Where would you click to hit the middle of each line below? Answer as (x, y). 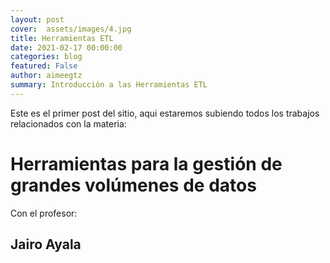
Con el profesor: (44, 213)
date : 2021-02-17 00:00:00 (66, 47)
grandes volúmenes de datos (133, 185)
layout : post (37, 19)
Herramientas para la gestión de (146, 163)
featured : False (44, 66)
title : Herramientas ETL (62, 38)
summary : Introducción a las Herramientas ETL (109, 85)
